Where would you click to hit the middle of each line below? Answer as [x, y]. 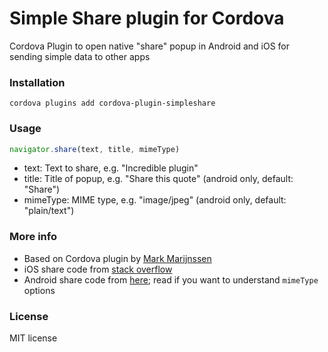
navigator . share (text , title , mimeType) [95, 149]
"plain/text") [49, 211]
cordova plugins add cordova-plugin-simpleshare [112, 103]
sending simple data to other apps [80, 56]
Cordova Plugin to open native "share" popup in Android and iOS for [150, 46]
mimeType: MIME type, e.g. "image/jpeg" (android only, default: [155, 200]
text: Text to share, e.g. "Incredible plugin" [111, 168]
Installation [37, 82]
